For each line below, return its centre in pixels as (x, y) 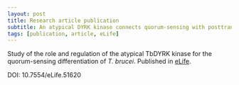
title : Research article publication (63, 21)
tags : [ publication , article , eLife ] (63, 34)
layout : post (27, 14)
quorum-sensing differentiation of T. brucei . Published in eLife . (99, 62)
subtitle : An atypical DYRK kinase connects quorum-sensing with (106, 27)
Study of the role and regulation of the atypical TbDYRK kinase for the (110, 54)
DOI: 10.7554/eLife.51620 (44, 75)
